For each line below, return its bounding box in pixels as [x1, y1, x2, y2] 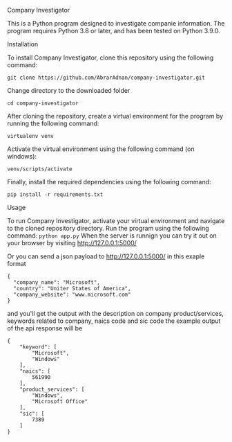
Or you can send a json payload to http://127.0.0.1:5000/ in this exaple [7, 252, 205, 260]
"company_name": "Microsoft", [13, 279, 100, 286]
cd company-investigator [7, 100, 79, 107]
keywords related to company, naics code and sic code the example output [7, 317, 221, 325]
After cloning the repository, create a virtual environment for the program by [7, 112, 224, 120]
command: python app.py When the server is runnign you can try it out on [7, 231, 217, 240]
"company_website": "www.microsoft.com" [13, 291, 131, 298]
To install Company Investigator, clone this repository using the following [7, 53, 214, 62]
